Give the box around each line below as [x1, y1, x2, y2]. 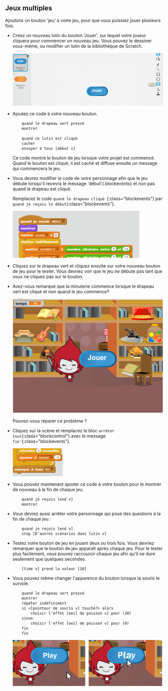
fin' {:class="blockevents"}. [12, 438, 71, 444]
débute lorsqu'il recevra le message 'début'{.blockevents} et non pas [12, 180, 155, 187]
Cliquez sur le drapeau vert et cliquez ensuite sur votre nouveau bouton [12, 263, 160, 269]
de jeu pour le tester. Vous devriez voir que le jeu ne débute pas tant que [12, 268, 162, 275]
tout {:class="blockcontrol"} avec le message [12, 433, 106, 439]
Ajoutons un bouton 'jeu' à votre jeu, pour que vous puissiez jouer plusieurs [5, 17, 161, 23]
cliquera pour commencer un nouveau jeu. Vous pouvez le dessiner [12, 38, 152, 44]
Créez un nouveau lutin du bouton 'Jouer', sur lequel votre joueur [12, 32, 146, 38]
